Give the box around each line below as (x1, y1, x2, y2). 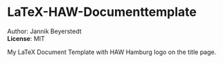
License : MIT (7, 34, 45, 42)
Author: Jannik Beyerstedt (7, 27, 82, 35)
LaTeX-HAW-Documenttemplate (7, 4, 197, 20)
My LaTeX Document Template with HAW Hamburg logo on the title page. (7, 48, 217, 56)
